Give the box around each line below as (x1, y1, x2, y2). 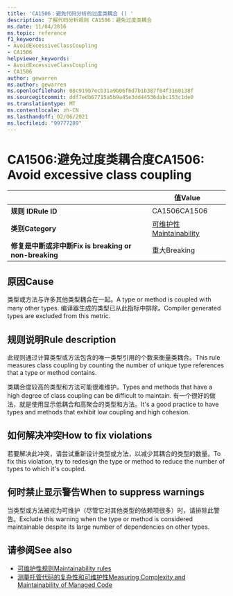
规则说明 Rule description (7, 333, 116, 345)
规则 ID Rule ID (10, 207, 58, 216)
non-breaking (10, 250, 58, 260)
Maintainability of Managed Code (17, 580, 113, 589)
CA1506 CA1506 (152, 206, 208, 216)
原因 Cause (7, 275, 54, 288)
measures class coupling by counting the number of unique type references (7, 361, 224, 369)
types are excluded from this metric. (7, 312, 111, 320)
